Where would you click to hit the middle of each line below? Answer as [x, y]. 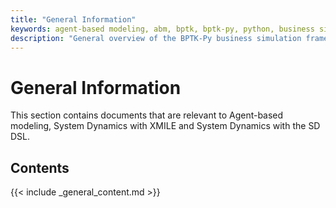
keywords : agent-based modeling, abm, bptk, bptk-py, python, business [162, 29]
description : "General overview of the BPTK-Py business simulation [156, 38]
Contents [40, 167]
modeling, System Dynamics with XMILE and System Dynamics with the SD [165, 126]
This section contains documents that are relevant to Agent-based [147, 115]
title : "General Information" [73, 19]
